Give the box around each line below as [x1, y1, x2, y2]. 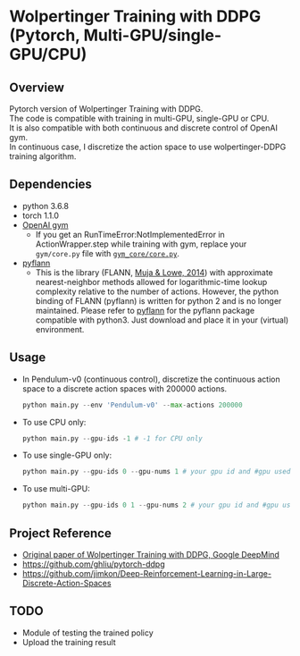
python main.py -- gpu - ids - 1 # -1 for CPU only [21, 433, 204, 443]
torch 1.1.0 [21, 210, 60, 221]
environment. [35, 324, 85, 334]
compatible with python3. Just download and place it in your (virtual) [35, 315, 289, 325]
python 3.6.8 [21, 200, 70, 211]
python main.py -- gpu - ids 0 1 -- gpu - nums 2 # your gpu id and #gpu [21, 500, 279, 510]
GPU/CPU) [9, 45, 87, 64]
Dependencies [9, 177, 92, 192]
